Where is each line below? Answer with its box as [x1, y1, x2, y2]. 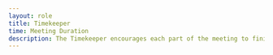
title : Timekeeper [8, 19, 71, 27]
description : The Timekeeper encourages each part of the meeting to [8, 34, 249, 43]
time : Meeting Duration [8, 27, 89, 35]
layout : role [8, 11, 53, 20]
